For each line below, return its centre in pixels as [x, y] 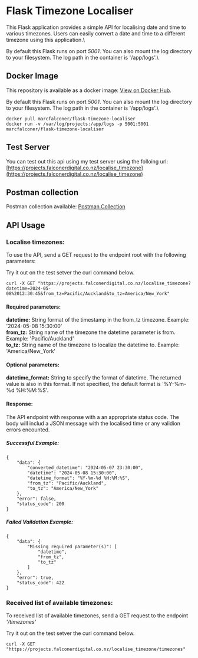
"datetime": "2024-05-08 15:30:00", [72, 473]
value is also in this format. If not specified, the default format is [83, 384]
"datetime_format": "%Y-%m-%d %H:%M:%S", [79, 478]
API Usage [26, 225]
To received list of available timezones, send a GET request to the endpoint [97, 616]
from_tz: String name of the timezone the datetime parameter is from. [91, 332]
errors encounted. [28, 430]
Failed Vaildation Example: [40, 522]
